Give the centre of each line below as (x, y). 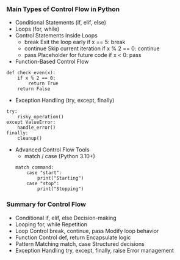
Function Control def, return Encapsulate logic (73, 237)
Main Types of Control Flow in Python (63, 9)
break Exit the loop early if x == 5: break (75, 42)
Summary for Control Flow (46, 204)
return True (44, 84)
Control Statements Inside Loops (56, 36)
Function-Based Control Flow (52, 62)
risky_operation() (41, 117)
